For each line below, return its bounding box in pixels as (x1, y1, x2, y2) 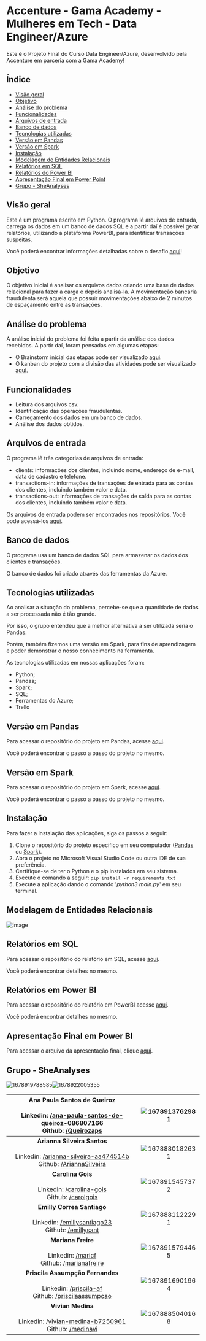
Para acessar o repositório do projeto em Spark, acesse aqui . (6, 784, 161, 791)
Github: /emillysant (45, 1226, 99, 1234)
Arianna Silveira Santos (37, 1137, 107, 1145)
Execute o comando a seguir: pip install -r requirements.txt (15, 874, 176, 881)
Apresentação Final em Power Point (15, 176, 106, 183)
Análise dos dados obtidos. (15, 420, 85, 427)
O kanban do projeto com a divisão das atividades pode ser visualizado (15, 360, 196, 368)
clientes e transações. (6, 558, 63, 565)
